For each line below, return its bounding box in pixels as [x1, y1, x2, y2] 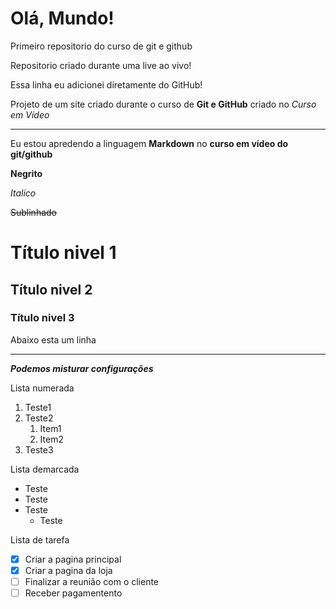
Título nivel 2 [10, 281, 93, 298]
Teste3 [24, 443, 54, 456]
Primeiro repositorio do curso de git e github [10, 40, 193, 52]
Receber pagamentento [24, 587, 123, 599]
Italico [10, 187, 37, 199]
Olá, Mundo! [10, 7, 115, 30]
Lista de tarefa [10, 533, 70, 546]
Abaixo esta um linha [10, 333, 97, 346]
